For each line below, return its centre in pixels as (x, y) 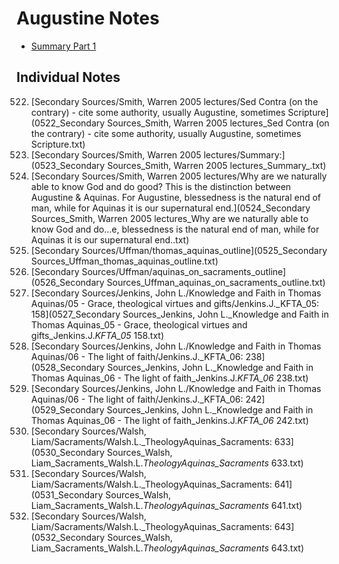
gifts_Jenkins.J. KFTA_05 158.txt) (97, 335)
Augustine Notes (88, 18)
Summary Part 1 (63, 46)
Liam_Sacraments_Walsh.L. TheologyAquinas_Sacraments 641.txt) (166, 505)
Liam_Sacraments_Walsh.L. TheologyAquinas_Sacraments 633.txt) (167, 463)
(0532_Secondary (68, 537)
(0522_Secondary (68, 123)
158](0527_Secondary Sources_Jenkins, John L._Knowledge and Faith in (179, 314)
